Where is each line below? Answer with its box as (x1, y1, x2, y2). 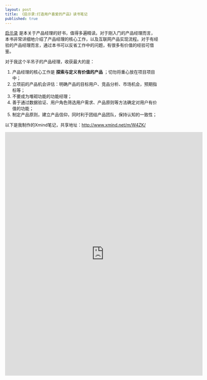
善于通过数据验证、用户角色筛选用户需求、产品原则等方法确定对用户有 (12, 99, 153, 105)
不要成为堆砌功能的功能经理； (12, 94, 72, 99)
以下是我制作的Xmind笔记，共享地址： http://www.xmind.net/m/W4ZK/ (5, 122, 146, 128)
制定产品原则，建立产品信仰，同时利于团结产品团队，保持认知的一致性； (12, 112, 157, 117)
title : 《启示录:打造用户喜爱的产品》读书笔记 (5, 12, 88, 17)
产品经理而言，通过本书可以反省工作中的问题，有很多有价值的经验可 (13, 42, 150, 48)
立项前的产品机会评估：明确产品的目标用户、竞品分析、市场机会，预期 (12, 81, 153, 87)
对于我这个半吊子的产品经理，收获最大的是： (5, 59, 95, 65)
